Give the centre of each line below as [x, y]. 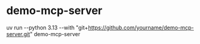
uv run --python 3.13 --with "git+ [47, 28]
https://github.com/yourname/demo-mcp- [141, 28]
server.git [18, 34]
